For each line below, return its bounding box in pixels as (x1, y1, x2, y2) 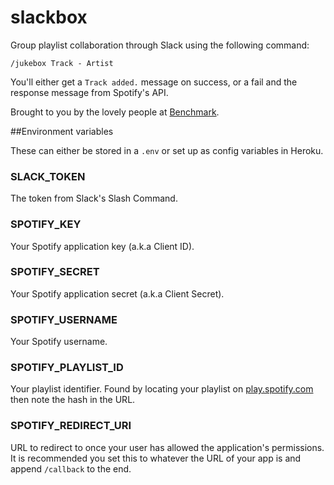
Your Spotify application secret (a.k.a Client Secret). (10, 287, 225, 300)
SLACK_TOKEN (10, 169, 86, 183)
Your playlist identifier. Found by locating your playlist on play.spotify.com (10, 383, 314, 395)
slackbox (10, 6, 88, 29)
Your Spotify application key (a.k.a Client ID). (10, 240, 195, 252)
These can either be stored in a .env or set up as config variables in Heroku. (10, 144, 324, 156)
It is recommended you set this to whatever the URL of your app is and (10, 452, 302, 464)
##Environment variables (10, 125, 114, 137)
